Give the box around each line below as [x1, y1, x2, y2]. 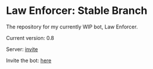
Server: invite [6, 45, 38, 53]
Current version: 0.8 [6, 34, 54, 41]
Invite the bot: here [6, 57, 51, 64]
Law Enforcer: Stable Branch [6, 4, 148, 17]
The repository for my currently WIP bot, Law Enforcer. [6, 23, 138, 30]
